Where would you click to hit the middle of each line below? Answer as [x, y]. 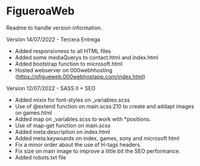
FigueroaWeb [40, 11]
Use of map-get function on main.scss [63, 125]
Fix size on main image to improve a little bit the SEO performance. [98, 151]
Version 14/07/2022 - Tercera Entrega [53, 39]
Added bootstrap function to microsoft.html [69, 64]
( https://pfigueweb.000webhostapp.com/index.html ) [80, 76]
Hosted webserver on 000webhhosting [64, 70]
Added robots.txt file [40, 157]
